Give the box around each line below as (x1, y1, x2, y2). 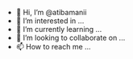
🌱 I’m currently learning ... (15, 25, 102, 33)
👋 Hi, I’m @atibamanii (15, 8, 87, 17)
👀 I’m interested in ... (15, 16, 85, 26)
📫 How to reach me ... (15, 42, 91, 51)
